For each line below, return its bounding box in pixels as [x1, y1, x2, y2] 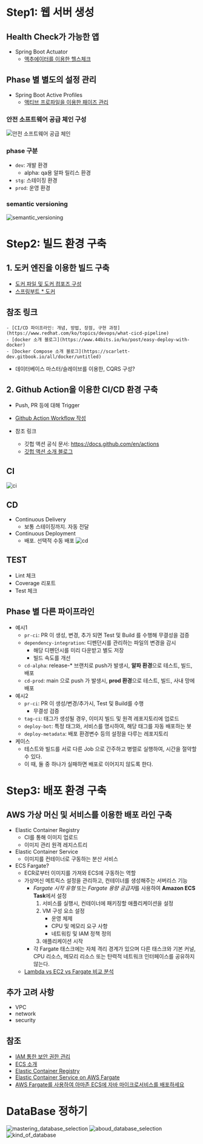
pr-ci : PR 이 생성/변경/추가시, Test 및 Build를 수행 [24, 699, 144, 707]
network [15, 1010, 36, 1017]
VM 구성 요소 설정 [42, 907, 85, 914]
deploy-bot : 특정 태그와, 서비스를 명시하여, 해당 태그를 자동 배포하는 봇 [24, 722, 192, 729]
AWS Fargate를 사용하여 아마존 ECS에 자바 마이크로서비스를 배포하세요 [15, 1081, 185, 1088]
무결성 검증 [33, 707, 59, 714]
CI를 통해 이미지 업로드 [24, 833, 79, 841]
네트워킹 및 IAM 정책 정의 [51, 930, 111, 937]
